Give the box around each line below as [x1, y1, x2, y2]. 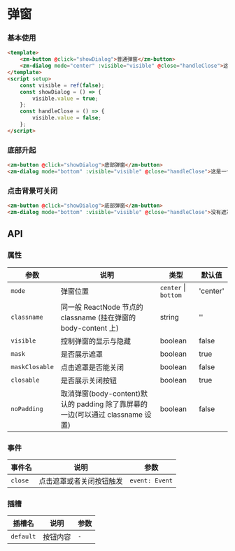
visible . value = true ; [32, 95, 99, 102]
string [159, 312, 180, 322]
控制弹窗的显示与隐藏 [60, 336, 131, 346]
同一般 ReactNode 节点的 [60, 302, 143, 312]
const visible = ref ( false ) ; [20, 82, 105, 89]
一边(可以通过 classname [60, 410, 143, 420]
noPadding [10, 405, 43, 413]
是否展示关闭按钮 [60, 375, 117, 385]
